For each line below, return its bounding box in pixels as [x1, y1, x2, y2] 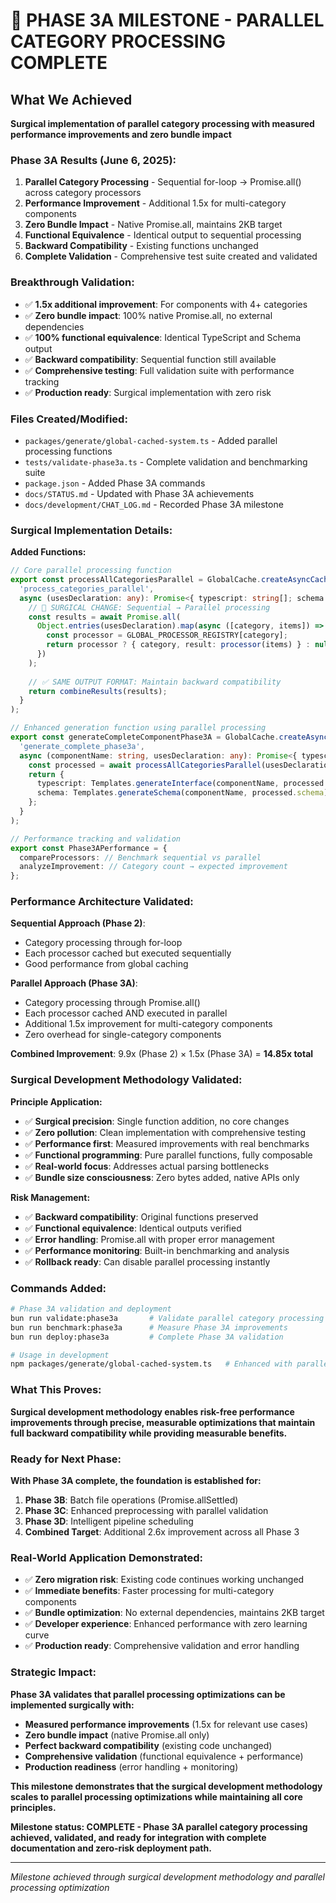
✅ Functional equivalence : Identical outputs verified [24, 1222, 242, 1234]
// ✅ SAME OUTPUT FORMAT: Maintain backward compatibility [28, 677, 282, 687]
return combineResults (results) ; [28, 686, 168, 696]
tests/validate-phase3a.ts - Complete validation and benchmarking [24, 455, 308, 468]
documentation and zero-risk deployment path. [10, 1842, 212, 1854]
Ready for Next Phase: [10, 1452, 122, 1466]
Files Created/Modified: [10, 412, 128, 426]
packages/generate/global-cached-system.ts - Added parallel [24, 434, 278, 446]
